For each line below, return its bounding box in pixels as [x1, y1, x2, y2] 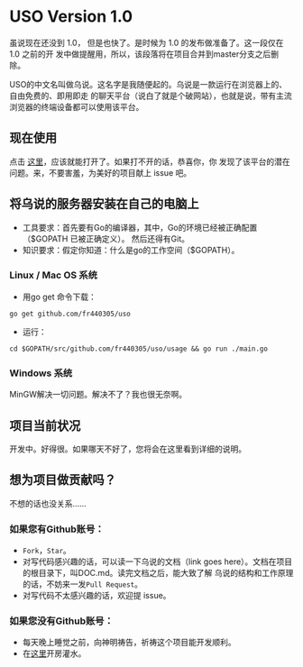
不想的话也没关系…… [9, 498, 87, 508]
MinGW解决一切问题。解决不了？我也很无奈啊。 [9, 389, 188, 400]
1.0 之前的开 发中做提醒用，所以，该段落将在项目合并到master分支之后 [9, 48, 271, 59]
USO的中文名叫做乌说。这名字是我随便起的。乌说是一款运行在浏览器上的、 [9, 78, 288, 89]
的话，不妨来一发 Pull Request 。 [22, 579, 142, 589]
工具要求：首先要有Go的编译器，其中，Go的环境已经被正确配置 [22, 222, 258, 233]
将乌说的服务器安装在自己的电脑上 [9, 196, 199, 212]
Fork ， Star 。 [22, 545, 72, 556]
